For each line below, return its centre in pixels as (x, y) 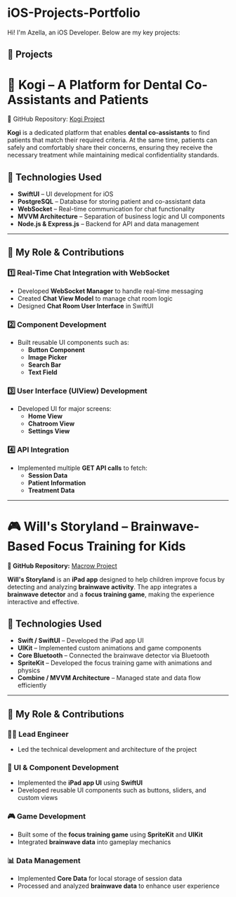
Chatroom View (51, 424)
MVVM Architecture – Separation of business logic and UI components (121, 216)
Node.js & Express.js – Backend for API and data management (108, 224)
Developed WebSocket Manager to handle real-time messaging (110, 291)
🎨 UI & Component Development (63, 768)
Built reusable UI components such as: (73, 343)
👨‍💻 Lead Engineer (38, 734)
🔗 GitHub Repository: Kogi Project (56, 119)
